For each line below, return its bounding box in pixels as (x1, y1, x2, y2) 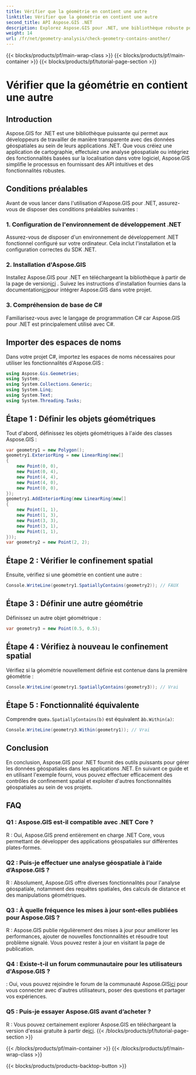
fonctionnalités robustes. (6, 167, 66, 174)
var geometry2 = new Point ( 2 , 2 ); (6, 540, 90, 545)
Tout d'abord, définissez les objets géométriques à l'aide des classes (6, 430, 173, 437)
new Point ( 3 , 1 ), (16, 523, 59, 529)
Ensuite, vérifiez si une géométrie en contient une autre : (6, 571, 142, 578)
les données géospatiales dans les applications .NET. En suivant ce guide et (6, 765, 188, 772)
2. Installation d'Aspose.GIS (6, 261, 86, 269)
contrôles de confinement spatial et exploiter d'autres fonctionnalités (6, 777, 171, 784)
